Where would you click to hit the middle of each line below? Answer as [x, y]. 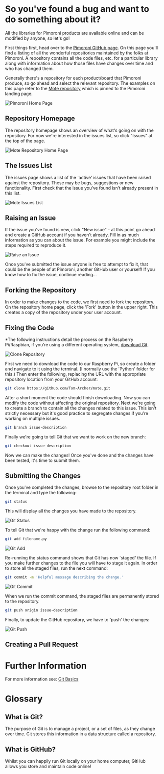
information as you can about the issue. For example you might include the [80, 240]
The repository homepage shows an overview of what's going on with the [80, 130]
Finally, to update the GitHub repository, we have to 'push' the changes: [77, 619]
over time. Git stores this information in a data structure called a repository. [81, 734]
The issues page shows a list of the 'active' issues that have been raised [78, 177]
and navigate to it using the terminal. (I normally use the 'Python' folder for [80, 369]
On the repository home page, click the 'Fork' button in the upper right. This [82, 307]
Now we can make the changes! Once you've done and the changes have [80, 455]
